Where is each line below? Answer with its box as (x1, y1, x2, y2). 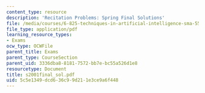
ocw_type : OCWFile (6, 43, 53, 50)
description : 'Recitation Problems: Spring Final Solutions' (6, 15, 165, 21)
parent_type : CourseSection (6, 54, 78, 61)
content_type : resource (6, 9, 67, 15)
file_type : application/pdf (6, 26, 78, 32)
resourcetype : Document (6, 65, 67, 72)
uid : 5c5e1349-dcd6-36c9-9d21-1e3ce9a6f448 (6, 77, 119, 83)
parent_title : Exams (6, 49, 59, 55)
